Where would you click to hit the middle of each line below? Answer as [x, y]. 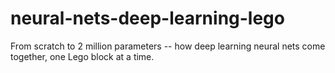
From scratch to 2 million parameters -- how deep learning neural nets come [168, 46]
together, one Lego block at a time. [82, 56]
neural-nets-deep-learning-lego [147, 18]
